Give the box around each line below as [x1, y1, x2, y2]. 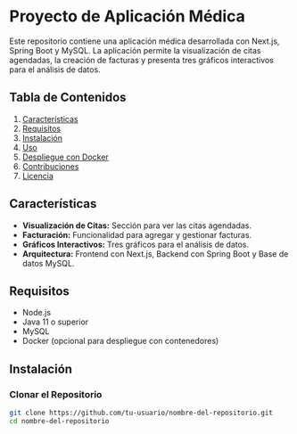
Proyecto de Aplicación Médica [9, 6, 245, 27]
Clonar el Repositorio [9, 388, 103, 400]
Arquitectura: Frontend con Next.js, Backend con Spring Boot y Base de [21, 248, 289, 259]
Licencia [21, 170, 54, 181]
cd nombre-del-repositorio [9, 416, 110, 425]
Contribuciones [21, 160, 79, 171]
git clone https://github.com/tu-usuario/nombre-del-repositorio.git [9, 408, 274, 418]
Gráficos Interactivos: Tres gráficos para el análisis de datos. [21, 239, 250, 250]
